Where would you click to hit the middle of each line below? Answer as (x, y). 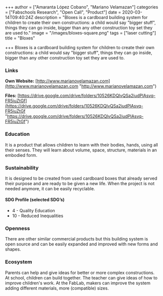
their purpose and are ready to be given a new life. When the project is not (80, 183)
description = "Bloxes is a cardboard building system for (91, 17)
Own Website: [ (21, 81)
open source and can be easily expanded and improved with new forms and (81, 244)
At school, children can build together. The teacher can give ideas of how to (81, 277)
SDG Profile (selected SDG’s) (35, 200)
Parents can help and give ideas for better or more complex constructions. (80, 273)
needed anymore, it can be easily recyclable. (50, 188)
